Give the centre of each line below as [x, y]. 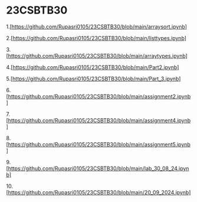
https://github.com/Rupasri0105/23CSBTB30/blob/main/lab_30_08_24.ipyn [98, 168]
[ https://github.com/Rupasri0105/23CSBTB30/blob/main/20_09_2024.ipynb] [98, 192]
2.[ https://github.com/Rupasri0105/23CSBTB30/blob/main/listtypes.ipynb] [96, 38]
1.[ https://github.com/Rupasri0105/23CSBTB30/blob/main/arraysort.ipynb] [97, 27]
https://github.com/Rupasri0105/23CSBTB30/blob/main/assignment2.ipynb [99, 96]
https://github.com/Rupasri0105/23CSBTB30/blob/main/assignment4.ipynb [99, 120]
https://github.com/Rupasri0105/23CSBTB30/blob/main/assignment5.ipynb [99, 144]
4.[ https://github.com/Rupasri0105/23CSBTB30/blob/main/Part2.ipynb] [93, 67]
